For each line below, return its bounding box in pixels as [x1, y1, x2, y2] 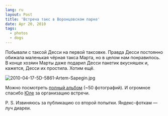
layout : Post [5, 12, 33, 17]
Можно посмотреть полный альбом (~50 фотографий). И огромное [5, 84, 151, 90]
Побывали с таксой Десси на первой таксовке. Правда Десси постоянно [5, 49, 163, 55]
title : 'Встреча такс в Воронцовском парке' [5, 17, 100, 22]
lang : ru [5, 7, 24, 13]
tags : [5, 26, 17, 31]
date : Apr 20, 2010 [5, 21, 46, 27]
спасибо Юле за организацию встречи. [5, 90, 90, 96]
